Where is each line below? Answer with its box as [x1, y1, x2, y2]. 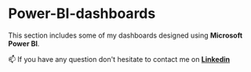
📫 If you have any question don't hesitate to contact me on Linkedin [8, 54, 231, 63]
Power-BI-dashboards [8, 5, 156, 23]
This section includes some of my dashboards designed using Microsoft [8, 31, 243, 40]
